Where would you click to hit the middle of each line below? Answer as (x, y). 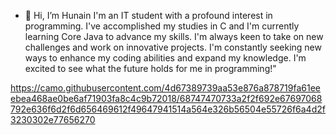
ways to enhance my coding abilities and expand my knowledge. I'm (165, 58)
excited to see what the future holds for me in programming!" (150, 68)
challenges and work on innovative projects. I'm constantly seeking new (173, 47)
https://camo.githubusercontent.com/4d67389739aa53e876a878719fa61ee (165, 88)
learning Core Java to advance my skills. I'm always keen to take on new (174, 36)
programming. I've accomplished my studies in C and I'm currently (162, 26)
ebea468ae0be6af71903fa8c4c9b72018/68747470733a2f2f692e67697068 (166, 98)
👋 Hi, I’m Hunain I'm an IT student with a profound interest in (148, 15)
